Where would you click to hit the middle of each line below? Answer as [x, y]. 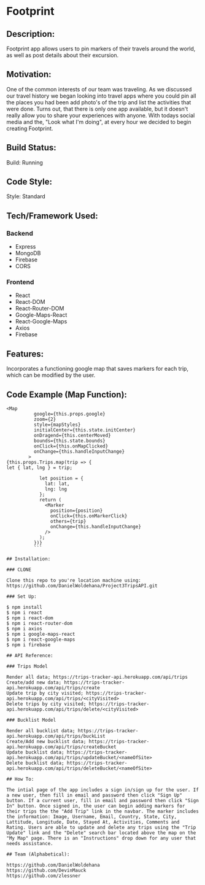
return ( [50, 500]
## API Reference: [30, 656]
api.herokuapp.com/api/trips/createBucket [61, 747]
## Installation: [29, 559]
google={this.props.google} [69, 414]
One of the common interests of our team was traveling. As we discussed [99, 89]
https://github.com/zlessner [44, 876]
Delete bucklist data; [35, 763]
